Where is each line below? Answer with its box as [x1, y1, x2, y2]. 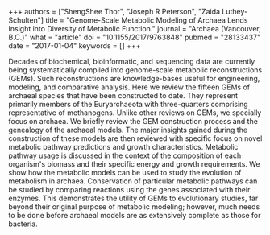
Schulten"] [8, 15, 44, 25]
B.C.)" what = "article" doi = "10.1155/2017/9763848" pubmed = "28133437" [8, 32, 261, 42]
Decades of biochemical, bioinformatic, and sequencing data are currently [8, 56, 255, 66]
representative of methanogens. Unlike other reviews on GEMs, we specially [8, 108, 262, 117]
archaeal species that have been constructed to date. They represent [8, 91, 238, 100]
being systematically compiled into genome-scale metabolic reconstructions [8, 65, 263, 75]
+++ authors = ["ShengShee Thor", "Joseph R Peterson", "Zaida [8, 7, 220, 16]
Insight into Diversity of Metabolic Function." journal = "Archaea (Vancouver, [8, 24, 262, 33]
